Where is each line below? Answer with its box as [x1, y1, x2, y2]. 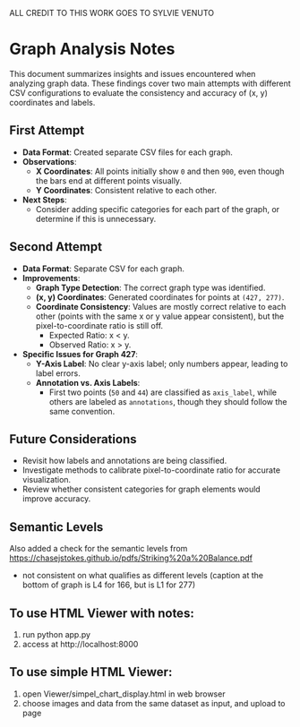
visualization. [21, 475, 72, 485]
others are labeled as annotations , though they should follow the [48, 396, 287, 406]
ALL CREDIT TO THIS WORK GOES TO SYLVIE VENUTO [9, 8, 215, 18]
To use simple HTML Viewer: [9, 664, 173, 680]
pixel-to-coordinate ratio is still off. [35, 320, 164, 330]
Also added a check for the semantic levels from [9, 543, 188, 554]
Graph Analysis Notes [9, 39, 176, 59]
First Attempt [9, 123, 85, 138]
